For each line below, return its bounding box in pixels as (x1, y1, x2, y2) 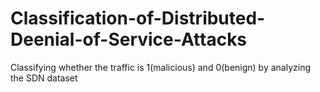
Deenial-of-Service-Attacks (10, 28, 248, 51)
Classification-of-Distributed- (10, 7, 266, 30)
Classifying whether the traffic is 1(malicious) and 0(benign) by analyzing (10, 61, 312, 73)
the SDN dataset (10, 72, 78, 84)
